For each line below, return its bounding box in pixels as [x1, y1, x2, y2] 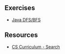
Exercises [4, 4, 35, 12]
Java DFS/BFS [11, 17, 41, 22]
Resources [4, 31, 38, 39]
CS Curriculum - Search [11, 44, 60, 50]
